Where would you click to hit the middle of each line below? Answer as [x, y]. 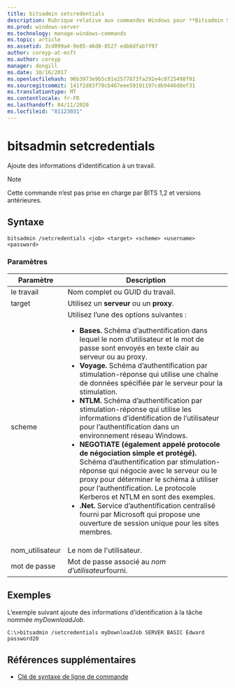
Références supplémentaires [72, 660]
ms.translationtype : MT [42, 92]
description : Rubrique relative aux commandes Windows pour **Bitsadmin [115, 20]
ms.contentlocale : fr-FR [43, 99]
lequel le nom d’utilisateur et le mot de [142, 339]
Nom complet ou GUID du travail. [122, 291]
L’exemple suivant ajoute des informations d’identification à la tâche [105, 612]
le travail [25, 291]
